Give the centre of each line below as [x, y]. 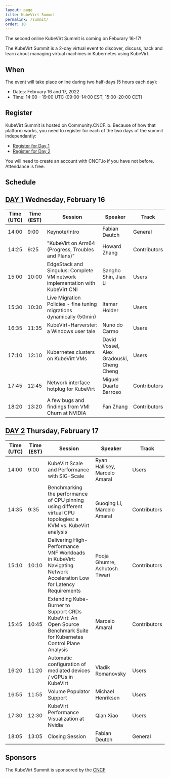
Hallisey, [105, 466]
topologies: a [63, 519]
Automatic [60, 658]
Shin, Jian [114, 277]
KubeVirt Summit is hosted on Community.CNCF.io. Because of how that [80, 125]
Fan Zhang [115, 407]
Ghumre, [105, 562]
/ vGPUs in [60, 677]
